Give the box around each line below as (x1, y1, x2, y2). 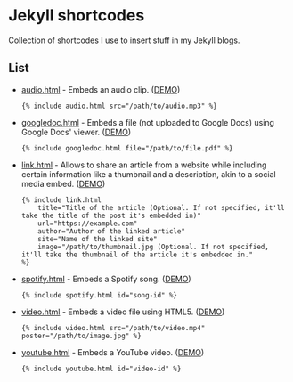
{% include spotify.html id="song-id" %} (20, 290, 177, 299)
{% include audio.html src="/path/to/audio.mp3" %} (20, 102, 217, 110)
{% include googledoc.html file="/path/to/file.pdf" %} (20, 143, 233, 152)
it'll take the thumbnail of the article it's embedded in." (20, 250, 254, 259)
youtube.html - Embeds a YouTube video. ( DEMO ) (20, 346, 205, 357)
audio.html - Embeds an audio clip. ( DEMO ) (20, 84, 181, 94)
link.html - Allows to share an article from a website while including (20, 159, 267, 170)
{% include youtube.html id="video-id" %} (20, 364, 182, 373)
